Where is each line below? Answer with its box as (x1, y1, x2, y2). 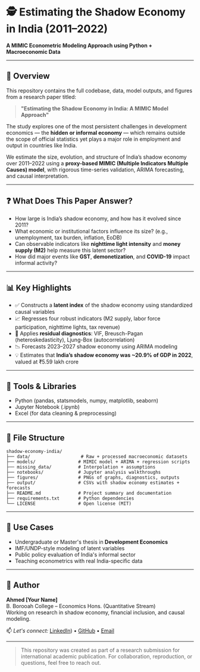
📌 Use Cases (6, 522, 54, 532)
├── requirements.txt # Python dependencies (6, 495, 135, 501)
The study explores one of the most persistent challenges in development (6, 122, 187, 130)
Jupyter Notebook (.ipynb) (14, 403, 80, 411)
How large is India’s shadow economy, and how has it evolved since (14, 215, 182, 222)
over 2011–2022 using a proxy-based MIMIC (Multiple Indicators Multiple (6, 159, 189, 167)
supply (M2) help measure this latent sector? (14, 246, 126, 254)
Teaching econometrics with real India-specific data (14, 557, 143, 565)
